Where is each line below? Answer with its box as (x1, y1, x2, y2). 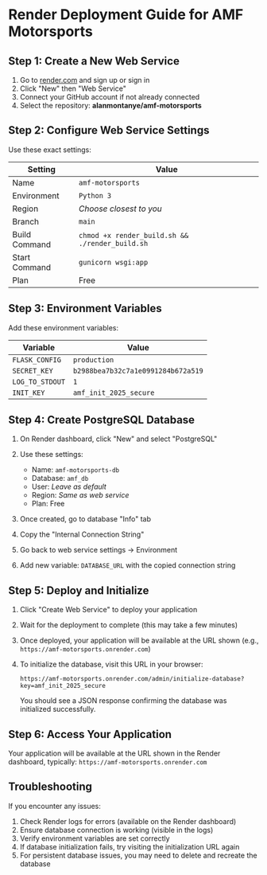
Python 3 (78, 191, 112, 200)
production (72, 355, 114, 364)
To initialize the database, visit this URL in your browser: (19, 659, 203, 670)
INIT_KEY (12, 388, 45, 397)
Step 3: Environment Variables (8, 302, 163, 315)
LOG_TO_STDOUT (12, 377, 66, 386)
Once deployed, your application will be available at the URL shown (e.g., (19, 635, 259, 646)
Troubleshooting (8, 780, 93, 794)
